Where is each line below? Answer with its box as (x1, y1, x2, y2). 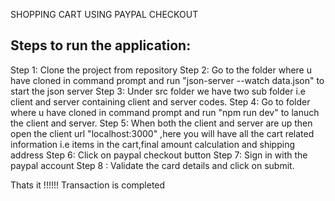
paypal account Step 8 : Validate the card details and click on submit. (10, 159, 295, 171)
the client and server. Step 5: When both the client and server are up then (10, 117, 313, 129)
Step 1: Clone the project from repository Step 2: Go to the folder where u (10, 64, 313, 76)
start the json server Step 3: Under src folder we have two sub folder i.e (10, 85, 306, 97)
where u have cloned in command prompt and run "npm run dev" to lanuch (10, 106, 320, 118)
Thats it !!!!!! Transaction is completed (10, 179, 166, 191)
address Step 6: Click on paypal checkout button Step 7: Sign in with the (10, 149, 308, 161)
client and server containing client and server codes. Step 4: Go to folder (10, 95, 311, 108)
